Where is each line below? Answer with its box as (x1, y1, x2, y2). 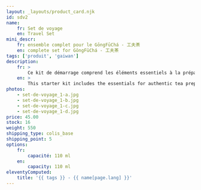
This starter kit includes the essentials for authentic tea (28, 81, 184, 87)
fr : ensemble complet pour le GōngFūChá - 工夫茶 (17, 42, 141, 48)
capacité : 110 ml (28, 152, 71, 158)
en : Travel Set (17, 31, 55, 37)
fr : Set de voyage (17, 25, 63, 32)
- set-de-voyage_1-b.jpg (17, 97, 79, 103)
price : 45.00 (6, 114, 39, 120)
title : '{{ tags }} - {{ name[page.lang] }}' (17, 175, 133, 181)
